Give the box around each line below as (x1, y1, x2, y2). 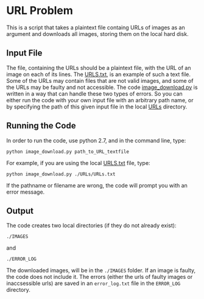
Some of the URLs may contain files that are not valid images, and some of (6, 77, 194, 84)
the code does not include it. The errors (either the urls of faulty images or (6, 273, 193, 281)
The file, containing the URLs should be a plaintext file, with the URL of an (6, 64, 191, 71)
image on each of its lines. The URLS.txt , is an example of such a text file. (6, 71, 191, 78)
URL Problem (6, 4, 73, 18)
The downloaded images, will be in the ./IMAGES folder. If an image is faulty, (6, 267, 196, 274)
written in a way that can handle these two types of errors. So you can (6, 90, 183, 97)
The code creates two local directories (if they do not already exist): (6, 222, 177, 229)
